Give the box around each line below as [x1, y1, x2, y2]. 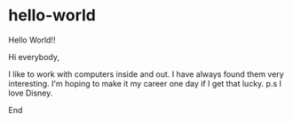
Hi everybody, [8, 51, 59, 62]
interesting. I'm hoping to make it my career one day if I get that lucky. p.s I [8, 78, 281, 88]
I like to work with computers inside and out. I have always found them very [8, 68, 285, 80]
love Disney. [8, 88, 53, 98]
